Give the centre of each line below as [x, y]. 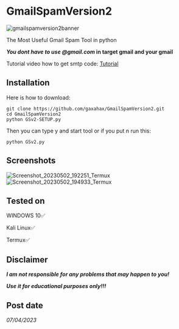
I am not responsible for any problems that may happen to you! [88, 274]
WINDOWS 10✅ [26, 215]
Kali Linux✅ [21, 228]
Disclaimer [27, 260]
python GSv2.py [26, 142]
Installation [28, 83]
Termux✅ [18, 240]
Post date [25, 305]
